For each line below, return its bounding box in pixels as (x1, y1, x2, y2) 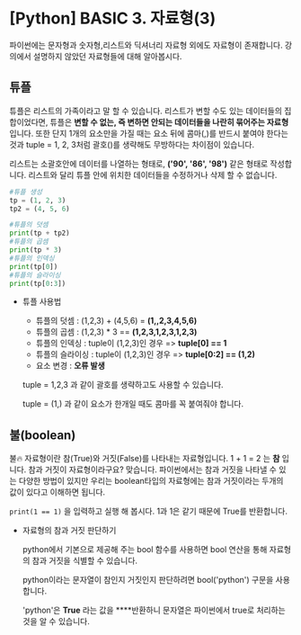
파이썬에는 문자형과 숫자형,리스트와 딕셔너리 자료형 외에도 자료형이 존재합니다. (9, 40, 283, 50)
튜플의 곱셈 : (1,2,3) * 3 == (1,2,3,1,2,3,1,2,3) (35, 326, 198, 337)
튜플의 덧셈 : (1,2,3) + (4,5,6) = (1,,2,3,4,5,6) (35, 316, 198, 326)
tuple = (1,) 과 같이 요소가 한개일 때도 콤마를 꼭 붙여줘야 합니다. (22, 398, 244, 409)
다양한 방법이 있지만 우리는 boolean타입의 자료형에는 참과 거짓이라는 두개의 (18, 476, 284, 487)
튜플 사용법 (22, 296, 62, 307)
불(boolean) (9, 427, 76, 443)
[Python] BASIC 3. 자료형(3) (9, 8, 217, 29)
